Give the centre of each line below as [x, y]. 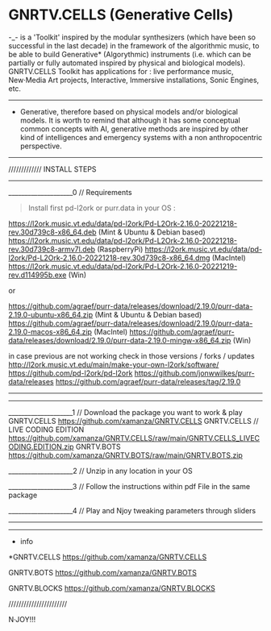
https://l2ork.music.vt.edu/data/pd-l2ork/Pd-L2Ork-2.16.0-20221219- [123, 266]
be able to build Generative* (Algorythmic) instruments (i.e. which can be [130, 54]
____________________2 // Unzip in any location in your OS [100, 471]
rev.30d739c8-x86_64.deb [52, 232]
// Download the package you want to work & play [160, 412]
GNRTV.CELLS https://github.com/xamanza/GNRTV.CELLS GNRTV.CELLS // [134, 421]
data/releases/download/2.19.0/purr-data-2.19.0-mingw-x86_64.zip [120, 340]
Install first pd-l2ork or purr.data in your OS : [102, 208]
